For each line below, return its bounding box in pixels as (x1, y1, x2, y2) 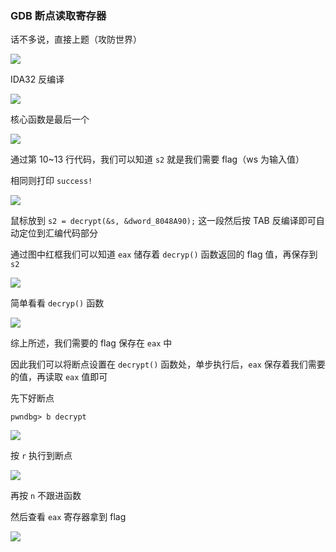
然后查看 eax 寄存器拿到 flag (10, 511, 127, 523)
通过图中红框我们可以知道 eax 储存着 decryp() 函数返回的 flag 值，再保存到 (10, 248, 318, 261)
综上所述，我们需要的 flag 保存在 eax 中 (10, 337, 173, 349)
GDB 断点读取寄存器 (10, 8, 107, 22)
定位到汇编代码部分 (18, 227, 98, 239)
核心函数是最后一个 (10, 113, 90, 126)
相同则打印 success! (10, 175, 93, 187)
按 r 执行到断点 (10, 450, 73, 462)
